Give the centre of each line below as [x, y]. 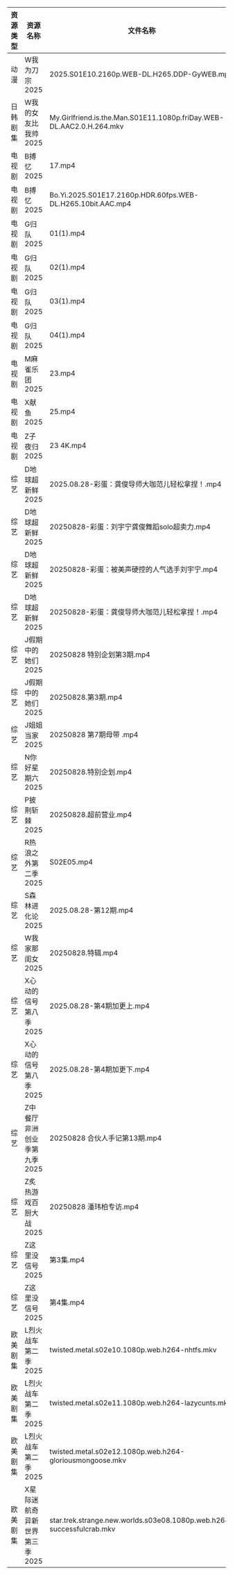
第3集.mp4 [67, 1260]
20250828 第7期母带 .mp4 [94, 735]
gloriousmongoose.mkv [88, 1460]
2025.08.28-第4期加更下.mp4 [100, 1069]
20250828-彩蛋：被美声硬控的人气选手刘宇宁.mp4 [134, 569]
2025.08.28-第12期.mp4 [92, 910]
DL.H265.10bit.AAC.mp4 [90, 203]
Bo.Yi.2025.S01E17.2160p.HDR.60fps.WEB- [124, 195]
